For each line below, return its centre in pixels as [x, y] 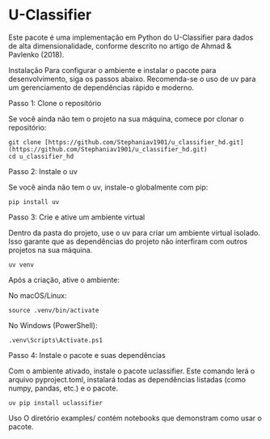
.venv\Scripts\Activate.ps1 [56, 340]
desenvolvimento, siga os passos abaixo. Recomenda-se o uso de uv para [132, 79]
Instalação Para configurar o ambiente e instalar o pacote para [112, 70]
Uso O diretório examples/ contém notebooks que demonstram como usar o [135, 418]
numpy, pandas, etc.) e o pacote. [63, 388]
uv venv [21, 265]
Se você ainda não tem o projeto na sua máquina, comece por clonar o [126, 118]
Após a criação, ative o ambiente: [64, 279]
